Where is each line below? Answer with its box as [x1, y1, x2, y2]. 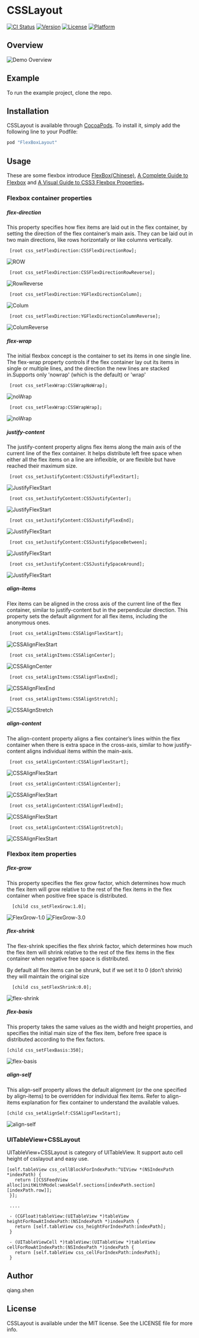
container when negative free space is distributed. [7, 955, 130, 962]
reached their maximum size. [7, 462, 78, 469]
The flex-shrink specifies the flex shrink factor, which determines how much [7, 942, 193, 949]
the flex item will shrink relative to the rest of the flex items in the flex [7, 949, 175, 956]
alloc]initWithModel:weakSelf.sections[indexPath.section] [7, 1182, 156, 1188]
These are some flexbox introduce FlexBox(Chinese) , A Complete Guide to [7, 172, 188, 179]
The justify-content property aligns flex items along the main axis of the [7, 443, 181, 451]
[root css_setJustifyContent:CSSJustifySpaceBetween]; [9, 539, 147, 545]
